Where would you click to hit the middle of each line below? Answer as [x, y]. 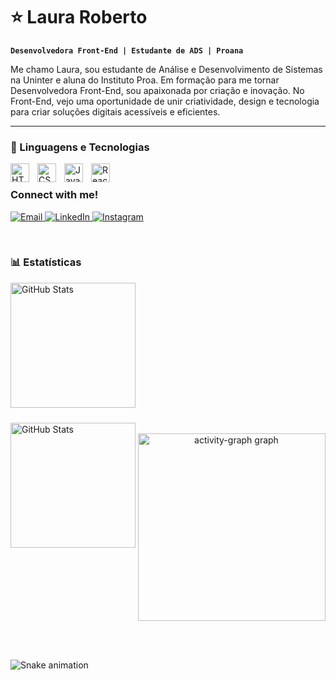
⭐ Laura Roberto [79, 17]
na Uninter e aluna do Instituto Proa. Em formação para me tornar [145, 80]
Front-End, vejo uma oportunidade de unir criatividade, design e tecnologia [165, 101]
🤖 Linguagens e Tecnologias [80, 147]
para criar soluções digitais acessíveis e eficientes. [115, 111]
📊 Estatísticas [46, 262]
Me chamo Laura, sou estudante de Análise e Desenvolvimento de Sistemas [166, 69]
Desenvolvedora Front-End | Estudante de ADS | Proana [127, 50]
